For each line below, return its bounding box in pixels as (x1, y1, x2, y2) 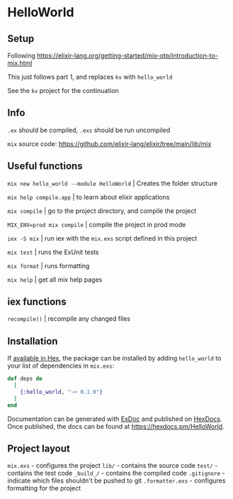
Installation (7, 335, 58, 347)
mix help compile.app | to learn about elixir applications (7, 192, 170, 201)
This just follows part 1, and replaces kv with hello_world (7, 72, 173, 81)
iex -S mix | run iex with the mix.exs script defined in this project (7, 234, 198, 242)
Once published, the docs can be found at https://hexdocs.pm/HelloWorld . (7, 422, 225, 430)
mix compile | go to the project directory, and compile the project (7, 207, 197, 215)
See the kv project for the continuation (7, 87, 119, 94)
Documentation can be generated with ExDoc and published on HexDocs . (7, 415, 222, 423)
